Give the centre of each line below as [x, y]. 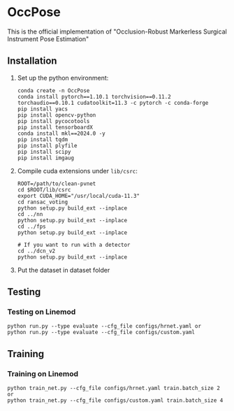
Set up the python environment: [63, 78]
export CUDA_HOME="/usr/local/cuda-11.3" [78, 196]
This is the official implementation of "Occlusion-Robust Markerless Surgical [117, 31]
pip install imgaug [46, 158]
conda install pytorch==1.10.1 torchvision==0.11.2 [94, 96]
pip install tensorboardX [55, 127]
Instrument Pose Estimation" [48, 38]
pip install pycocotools [53, 121]
